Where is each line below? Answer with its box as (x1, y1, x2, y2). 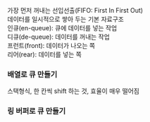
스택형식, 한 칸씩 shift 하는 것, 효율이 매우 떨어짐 (7, 87, 139, 95)
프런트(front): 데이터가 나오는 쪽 (7, 42, 96, 49)
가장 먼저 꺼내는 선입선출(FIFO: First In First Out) (7, 6, 143, 14)
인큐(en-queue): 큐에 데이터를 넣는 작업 (7, 24, 118, 32)
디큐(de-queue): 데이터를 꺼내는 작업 (7, 32, 111, 41)
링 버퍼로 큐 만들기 (7, 106, 66, 116)
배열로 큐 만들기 (7, 69, 58, 79)
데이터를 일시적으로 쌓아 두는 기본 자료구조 (7, 15, 125, 23)
